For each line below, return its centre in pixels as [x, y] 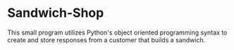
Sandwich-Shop [56, 13]
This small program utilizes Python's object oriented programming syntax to [117, 32]
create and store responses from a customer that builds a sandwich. [106, 39]
